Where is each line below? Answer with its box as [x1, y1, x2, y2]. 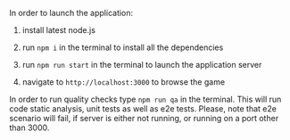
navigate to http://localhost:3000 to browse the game [21, 77, 226, 87]
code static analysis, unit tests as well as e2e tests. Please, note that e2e [9, 103, 277, 114]
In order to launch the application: [9, 8, 134, 18]
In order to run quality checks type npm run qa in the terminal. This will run [9, 94, 282, 104]
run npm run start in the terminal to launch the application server [21, 60, 262, 70]
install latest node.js [21, 25, 96, 35]
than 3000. [9, 122, 50, 133]
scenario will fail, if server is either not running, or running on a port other [9, 113, 279, 123]
